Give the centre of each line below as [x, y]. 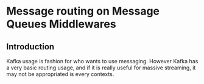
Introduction [30, 47]
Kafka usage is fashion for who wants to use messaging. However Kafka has [102, 61]
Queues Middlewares [62, 24]
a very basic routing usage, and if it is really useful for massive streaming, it [101, 68]
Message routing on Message [83, 11]
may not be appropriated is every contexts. [60, 74]
